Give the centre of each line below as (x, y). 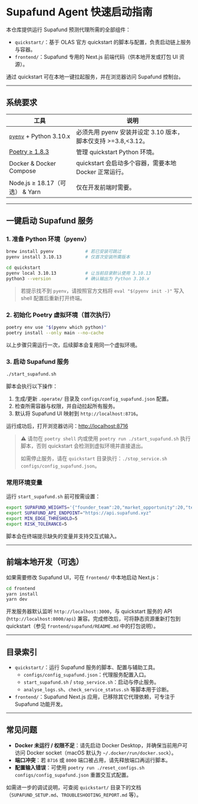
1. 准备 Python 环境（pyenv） (48, 239)
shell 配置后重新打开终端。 (53, 298)
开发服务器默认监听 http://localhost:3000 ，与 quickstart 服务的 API (89, 611)
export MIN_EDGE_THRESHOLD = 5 (42, 519)
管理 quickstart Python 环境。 (117, 152)
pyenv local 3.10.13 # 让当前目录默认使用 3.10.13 (79, 274)
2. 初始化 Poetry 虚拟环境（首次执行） (60, 315)
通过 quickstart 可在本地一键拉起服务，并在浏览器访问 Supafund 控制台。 (95, 77)
